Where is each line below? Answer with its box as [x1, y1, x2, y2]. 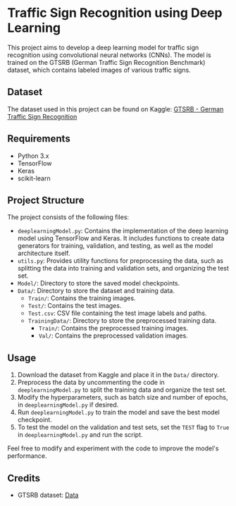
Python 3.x [17, 152, 49, 160]
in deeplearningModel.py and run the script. [17, 431, 143, 439]
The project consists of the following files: [7, 213, 129, 221]
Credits [7, 472, 41, 484]
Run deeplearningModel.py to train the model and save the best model [17, 408, 220, 416]
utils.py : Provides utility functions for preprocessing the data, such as [17, 257, 224, 265]
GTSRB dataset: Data [17, 491, 79, 499]
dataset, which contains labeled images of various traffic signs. [7, 66, 192, 74]
